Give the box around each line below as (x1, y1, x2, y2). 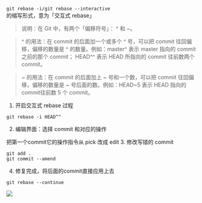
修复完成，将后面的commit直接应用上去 (15, 168, 115, 174)
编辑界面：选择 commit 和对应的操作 (15, 126, 107, 132)
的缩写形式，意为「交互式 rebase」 (6, 12, 95, 19)
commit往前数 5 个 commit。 (21, 89, 93, 96)
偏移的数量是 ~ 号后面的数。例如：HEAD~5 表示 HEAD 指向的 (32, 81, 187, 88)
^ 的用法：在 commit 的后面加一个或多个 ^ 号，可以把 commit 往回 (21, 38, 187, 45)
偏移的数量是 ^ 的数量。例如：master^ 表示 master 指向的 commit (32, 46, 197, 52)
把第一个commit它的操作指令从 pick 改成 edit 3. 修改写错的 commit (6, 138, 174, 146)
